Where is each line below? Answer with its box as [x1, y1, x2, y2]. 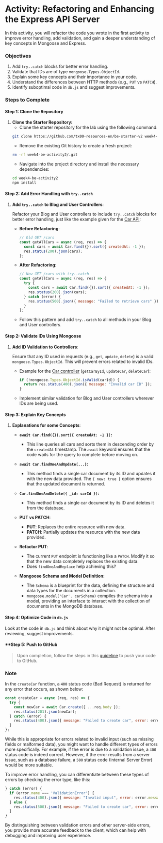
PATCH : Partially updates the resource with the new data [26, 529, 140, 535]
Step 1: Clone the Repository [5, 108, 64, 114]
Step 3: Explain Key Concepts [5, 411, 66, 418]
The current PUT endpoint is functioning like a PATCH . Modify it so [26, 553, 155, 559]
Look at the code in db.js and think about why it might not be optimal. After [5, 625, 156, 631]
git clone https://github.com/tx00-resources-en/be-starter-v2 [12, 134, 143, 139]
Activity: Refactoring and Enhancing [5, 3, 154, 15]
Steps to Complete [5, 97, 50, 103]
